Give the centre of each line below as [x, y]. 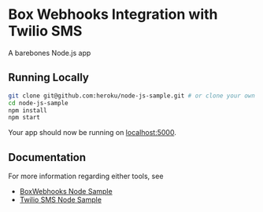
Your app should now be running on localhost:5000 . [93, 133]
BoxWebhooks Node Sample [66, 192]
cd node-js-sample [38, 103]
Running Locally [48, 77]
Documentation [47, 157]
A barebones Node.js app [50, 53]
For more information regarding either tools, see [86, 176]
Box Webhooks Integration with [113, 15]
